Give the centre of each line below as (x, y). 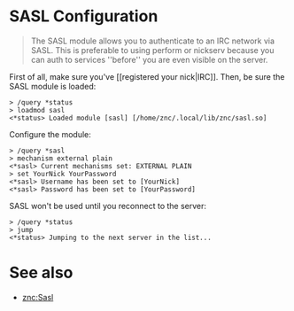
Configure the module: (50, 134)
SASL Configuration (84, 16)
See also (41, 273)
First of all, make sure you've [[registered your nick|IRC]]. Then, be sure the (147, 76)
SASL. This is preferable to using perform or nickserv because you (152, 50)
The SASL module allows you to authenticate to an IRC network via (153, 41)
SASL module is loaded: (53, 86)
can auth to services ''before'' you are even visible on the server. (149, 59)
